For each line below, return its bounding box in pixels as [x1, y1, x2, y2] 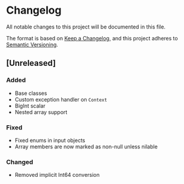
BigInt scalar [14, 102, 46, 109]
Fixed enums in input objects [14, 137, 85, 144]
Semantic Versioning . [6, 41, 58, 48]
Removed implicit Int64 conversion [14, 172, 100, 179]
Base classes [14, 90, 47, 97]
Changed [6, 158, 34, 166]
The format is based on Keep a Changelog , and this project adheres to [6, 34, 178, 42]
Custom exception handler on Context [14, 96, 107, 103]
